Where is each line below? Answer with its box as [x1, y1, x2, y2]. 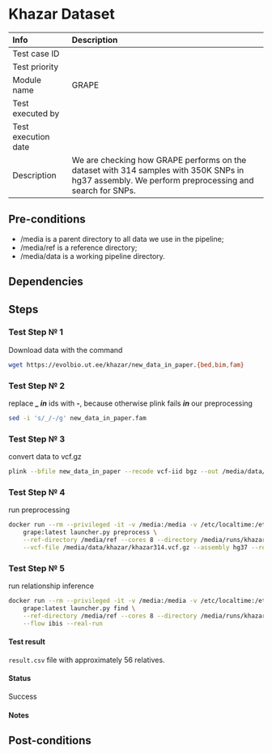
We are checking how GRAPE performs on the [71, 154, 247, 166]
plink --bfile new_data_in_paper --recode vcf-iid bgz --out [8, 467, 219, 475]
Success [8, 691, 38, 702]
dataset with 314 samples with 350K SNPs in [71, 164, 244, 175]
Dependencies [8, 275, 83, 289]
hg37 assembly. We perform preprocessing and [71, 174, 254, 186]
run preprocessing [8, 505, 70, 515]
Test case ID [12, 48, 60, 59]
